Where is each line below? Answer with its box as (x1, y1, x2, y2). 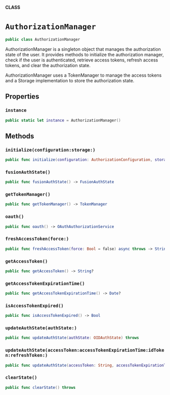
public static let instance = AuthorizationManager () (5, 118, 121, 123)
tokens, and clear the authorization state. (5, 62, 91, 68)
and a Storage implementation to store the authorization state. (5, 77, 135, 83)
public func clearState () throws (5, 385, 76, 390)
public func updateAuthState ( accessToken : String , (5, 363, 114, 368)
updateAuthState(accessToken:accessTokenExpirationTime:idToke (5, 347, 164, 353)
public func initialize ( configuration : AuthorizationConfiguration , (5, 157, 153, 162)
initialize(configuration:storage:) (5, 147, 96, 153)
